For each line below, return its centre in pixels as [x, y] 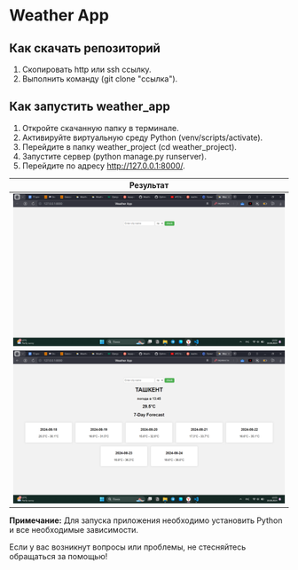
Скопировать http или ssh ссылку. [87, 69]
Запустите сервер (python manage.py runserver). [114, 156]
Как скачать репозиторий [85, 48]
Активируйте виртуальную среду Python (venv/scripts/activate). [142, 137]
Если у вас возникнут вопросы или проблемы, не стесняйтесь [128, 547]
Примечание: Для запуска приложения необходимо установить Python [146, 520]
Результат [149, 185]
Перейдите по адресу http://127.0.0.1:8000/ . [103, 166]
